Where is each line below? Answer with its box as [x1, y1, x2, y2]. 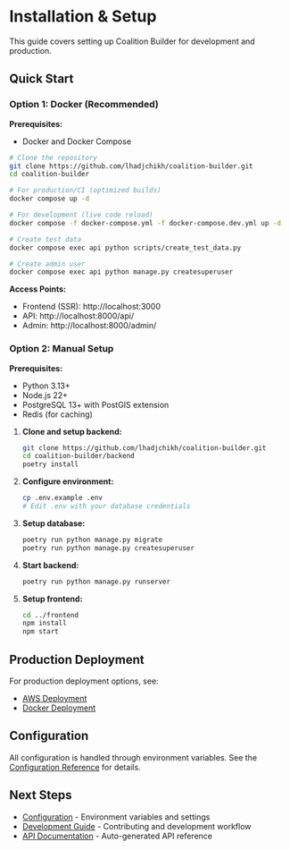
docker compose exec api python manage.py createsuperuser [9, 268, 234, 276]
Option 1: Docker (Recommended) [9, 98, 159, 111]
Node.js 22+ [21, 389, 69, 400]
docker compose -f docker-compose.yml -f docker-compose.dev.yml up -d [9, 218, 281, 227]
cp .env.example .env [21, 494, 103, 503]
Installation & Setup [9, 6, 157, 27]
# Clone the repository [9, 153, 98, 162]
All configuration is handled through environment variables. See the [9, 752, 257, 762]
